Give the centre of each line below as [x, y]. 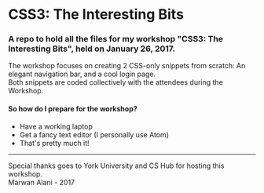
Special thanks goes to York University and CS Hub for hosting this [116, 166]
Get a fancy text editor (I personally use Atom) [94, 134]
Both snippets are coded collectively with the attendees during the [116, 82]
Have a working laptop [56, 126]
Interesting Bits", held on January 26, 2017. [92, 49]
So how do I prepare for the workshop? [73, 109]
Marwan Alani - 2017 [42, 182]
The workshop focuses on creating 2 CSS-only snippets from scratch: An [127, 66]
